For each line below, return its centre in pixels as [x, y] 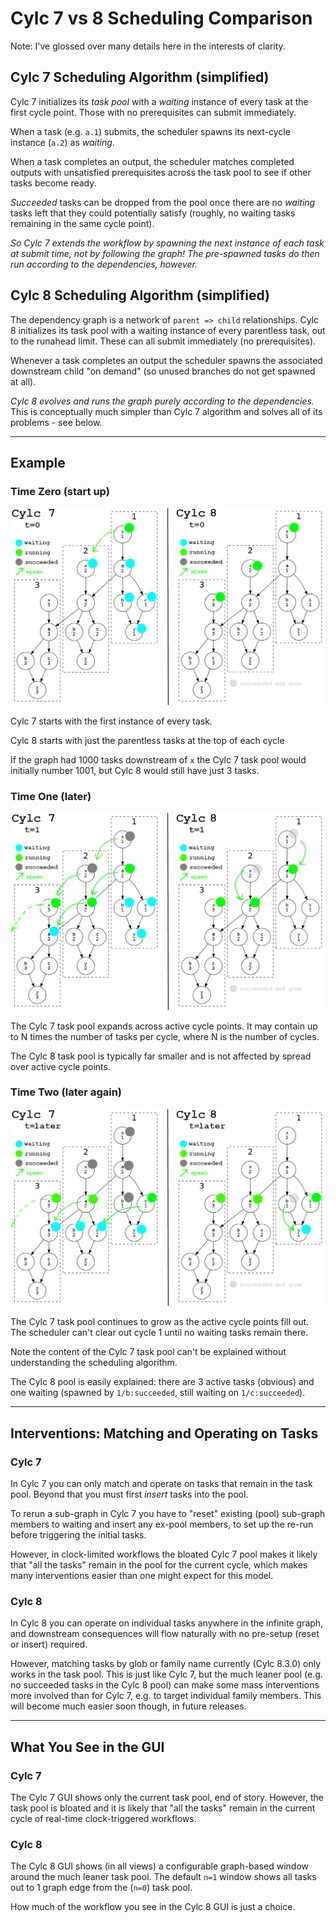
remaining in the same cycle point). [82, 223]
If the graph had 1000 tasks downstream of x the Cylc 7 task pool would [158, 759]
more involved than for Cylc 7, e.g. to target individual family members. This [166, 1696]
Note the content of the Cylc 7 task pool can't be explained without [148, 1352]
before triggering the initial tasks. [78, 1534]
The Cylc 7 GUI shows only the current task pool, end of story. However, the [167, 1797]
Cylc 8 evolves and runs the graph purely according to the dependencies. [162, 401]
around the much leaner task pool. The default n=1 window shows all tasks [163, 1877]
